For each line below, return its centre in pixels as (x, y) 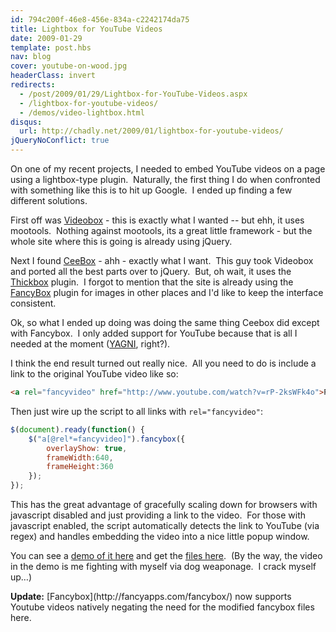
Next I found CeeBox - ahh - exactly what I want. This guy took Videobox (162, 260)
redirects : (33, 85)
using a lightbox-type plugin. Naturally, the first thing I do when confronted (165, 179)
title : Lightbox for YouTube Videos (86, 29)
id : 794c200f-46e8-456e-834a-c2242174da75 (100, 19)
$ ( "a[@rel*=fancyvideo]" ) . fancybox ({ (107, 439)
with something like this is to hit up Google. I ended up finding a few (151, 190)
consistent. (33, 303)
